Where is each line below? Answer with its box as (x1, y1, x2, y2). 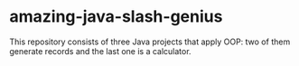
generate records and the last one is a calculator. (9, 45, 192, 56)
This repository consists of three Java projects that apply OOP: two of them (9, 36, 291, 47)
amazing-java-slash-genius (9, 6, 223, 27)
